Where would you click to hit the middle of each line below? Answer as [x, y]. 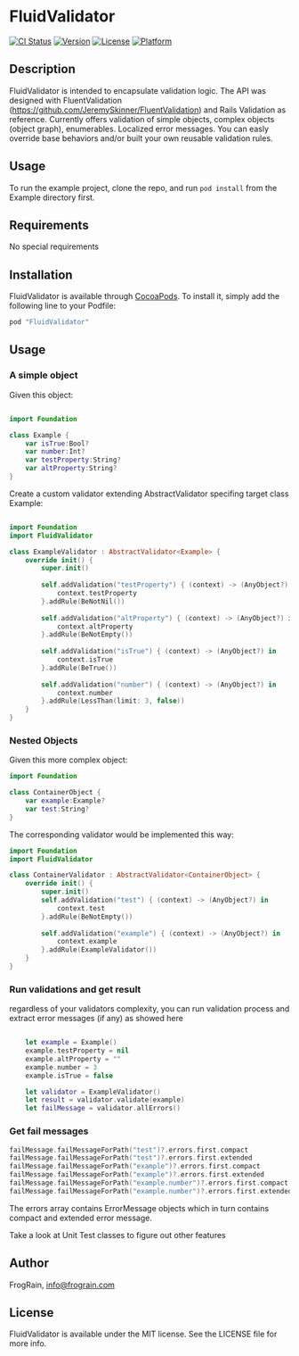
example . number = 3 [61, 1067]
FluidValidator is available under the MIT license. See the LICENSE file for [143, 1334]
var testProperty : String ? [73, 460]
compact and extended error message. [81, 1218]
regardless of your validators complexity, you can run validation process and [149, 1009]
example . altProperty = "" [73, 1059]
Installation [41, 275]
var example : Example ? [65, 801]
